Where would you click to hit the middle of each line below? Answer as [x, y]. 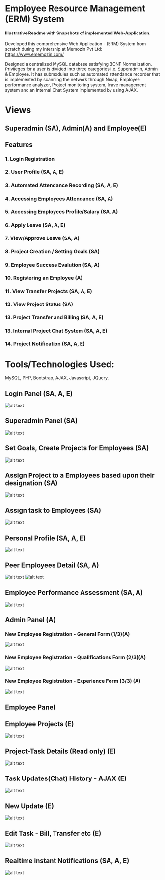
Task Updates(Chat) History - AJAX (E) [66, 779]
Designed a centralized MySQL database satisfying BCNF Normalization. [79, 64]
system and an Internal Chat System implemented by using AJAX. [71, 90]
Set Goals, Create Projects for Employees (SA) [77, 448]
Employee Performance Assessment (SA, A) [74, 592]
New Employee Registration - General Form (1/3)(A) [68, 634]
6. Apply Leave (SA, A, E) [35, 225]
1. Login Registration [30, 159]
